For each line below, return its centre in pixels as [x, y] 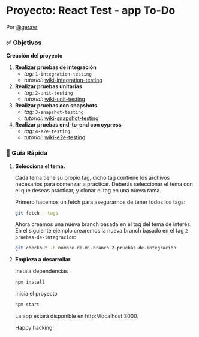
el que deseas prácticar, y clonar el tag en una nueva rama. [88, 190]
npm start [27, 305]
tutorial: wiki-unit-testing [54, 99]
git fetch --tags [37, 213]
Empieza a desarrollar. [43, 260]
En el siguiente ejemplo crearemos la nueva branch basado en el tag [99, 231]
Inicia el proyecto [36, 294]
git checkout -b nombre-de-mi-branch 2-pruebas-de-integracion [96, 248]
